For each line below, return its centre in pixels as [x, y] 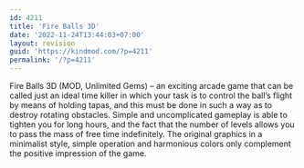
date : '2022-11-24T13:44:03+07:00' [77, 35]
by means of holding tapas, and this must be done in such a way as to [141, 105]
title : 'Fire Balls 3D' [55, 26]
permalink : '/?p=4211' [52, 60]
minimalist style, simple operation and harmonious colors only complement [151, 143]
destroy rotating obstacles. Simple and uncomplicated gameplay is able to [148, 115]
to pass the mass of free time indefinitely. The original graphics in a [136, 134]
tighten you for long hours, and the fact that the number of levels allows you [152, 124]
